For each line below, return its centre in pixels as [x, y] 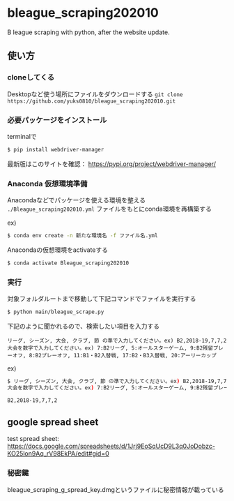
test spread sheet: [33, 439]
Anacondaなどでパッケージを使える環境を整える [77, 200]
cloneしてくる [31, 77]
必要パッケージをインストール [57, 120]
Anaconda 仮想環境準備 [47, 184]
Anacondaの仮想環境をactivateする [57, 250]
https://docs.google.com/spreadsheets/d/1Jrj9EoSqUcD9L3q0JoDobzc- [111, 446]
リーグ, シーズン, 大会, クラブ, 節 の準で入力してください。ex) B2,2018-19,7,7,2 [117, 341]
